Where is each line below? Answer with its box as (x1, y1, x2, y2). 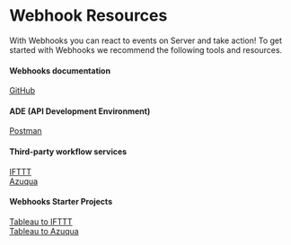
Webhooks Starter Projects (9, 197, 113, 207)
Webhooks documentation (9, 65, 110, 76)
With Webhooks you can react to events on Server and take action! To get (9, 35, 283, 46)
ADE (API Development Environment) (9, 105, 151, 117)
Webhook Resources (9, 5, 168, 26)
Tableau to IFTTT (9, 216, 74, 227)
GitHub (9, 85, 36, 96)
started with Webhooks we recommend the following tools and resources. (9, 44, 283, 55)
